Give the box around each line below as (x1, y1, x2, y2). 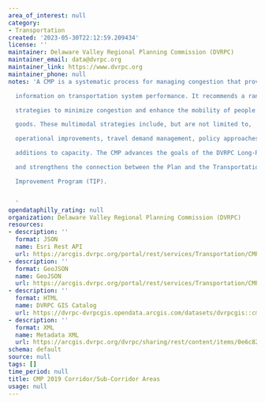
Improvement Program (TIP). (15, 177, 108, 186)
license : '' (8, 41, 47, 49)
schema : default (8, 345, 62, 354)
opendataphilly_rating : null (8, 206, 104, 214)
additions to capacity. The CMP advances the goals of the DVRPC (15, 149, 235, 157)
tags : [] (8, 360, 37, 368)
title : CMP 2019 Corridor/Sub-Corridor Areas (8, 375, 160, 383)
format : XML (15, 323, 55, 332)
